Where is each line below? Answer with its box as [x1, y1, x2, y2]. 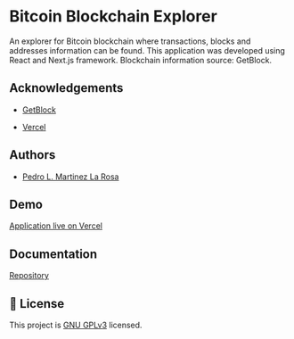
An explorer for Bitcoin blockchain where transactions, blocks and [9, 36, 251, 46]
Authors [9, 147, 56, 162]
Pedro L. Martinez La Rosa [21, 171, 119, 182]
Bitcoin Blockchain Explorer [9, 6, 218, 27]
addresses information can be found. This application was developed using [9, 45, 285, 55]
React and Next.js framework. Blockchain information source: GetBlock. [9, 54, 273, 65]
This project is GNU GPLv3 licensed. [9, 319, 143, 330]
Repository [9, 270, 49, 281]
